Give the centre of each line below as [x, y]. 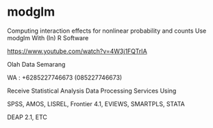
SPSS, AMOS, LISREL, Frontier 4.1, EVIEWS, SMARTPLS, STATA [96, 103]
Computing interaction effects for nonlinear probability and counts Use [107, 31]
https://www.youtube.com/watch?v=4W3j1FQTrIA [77, 51]
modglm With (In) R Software [48, 37]
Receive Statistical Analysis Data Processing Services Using [92, 91]
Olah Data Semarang [36, 64]
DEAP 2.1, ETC [27, 117]
